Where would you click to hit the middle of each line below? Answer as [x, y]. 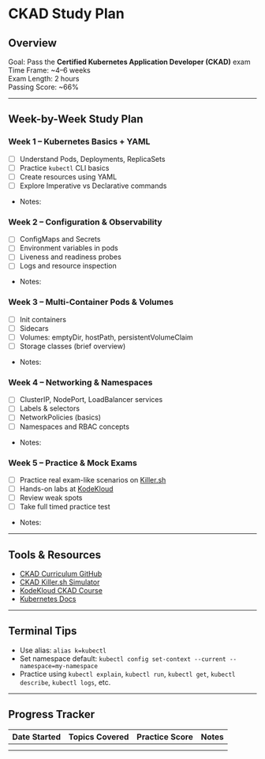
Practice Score [165, 737]
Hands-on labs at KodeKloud [66, 488]
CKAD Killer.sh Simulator [60, 582]
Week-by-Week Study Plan [76, 119]
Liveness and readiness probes [71, 257]
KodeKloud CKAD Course [61, 590]
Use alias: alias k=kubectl [63, 650]
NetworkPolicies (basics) [60, 417]
